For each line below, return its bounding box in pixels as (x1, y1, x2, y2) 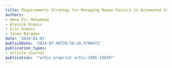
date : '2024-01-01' (5, 36, 47, 41)
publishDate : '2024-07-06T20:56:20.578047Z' (5, 41, 102, 46)
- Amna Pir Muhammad (5, 17, 50, 22)
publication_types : (5, 46, 47, 51)
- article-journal (5, 50, 45, 55)
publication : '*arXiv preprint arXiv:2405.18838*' (5, 55, 116, 60)
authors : (5, 12, 24, 17)
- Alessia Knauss (5, 21, 42, 27)
